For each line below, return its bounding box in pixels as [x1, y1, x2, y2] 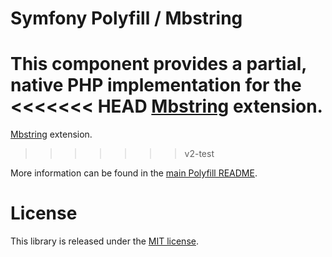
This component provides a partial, [10, 53, 307, 76]
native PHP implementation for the [10, 74, 302, 97]
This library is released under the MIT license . [10, 235, 199, 247]
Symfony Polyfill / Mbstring [10, 7, 243, 30]
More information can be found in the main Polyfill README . [10, 167, 258, 179]
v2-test [184, 148, 215, 160]
